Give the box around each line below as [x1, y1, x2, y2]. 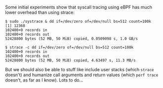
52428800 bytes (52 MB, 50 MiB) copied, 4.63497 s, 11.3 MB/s [5, 58, 136, 63]
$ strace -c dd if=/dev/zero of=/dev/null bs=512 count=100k [5, 45, 134, 50]
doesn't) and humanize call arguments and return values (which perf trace [5, 72, 159, 78]
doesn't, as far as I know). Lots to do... [5, 77, 83, 83]
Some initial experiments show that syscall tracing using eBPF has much [5, 4, 152, 10]
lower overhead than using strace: [5, 9, 75, 15]
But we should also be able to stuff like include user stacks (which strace [5, 67, 154, 72]
